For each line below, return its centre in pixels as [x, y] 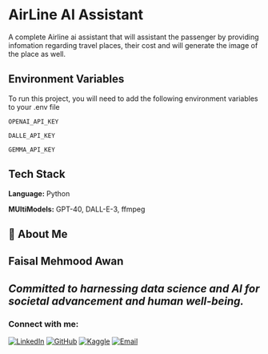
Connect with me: [44, 324]
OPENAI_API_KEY [34, 122]
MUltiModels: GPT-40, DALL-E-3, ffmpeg [77, 209]
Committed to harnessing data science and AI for [134, 289]
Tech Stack [37, 174]
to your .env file [34, 107]
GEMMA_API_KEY [32, 150]
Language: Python [39, 193]
